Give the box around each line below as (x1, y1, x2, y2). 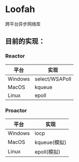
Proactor (5, 107, 27, 114)
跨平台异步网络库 (5, 21, 41, 27)
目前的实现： (5, 37, 45, 46)
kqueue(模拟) (34, 139, 67, 146)
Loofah (5, 4, 35, 15)
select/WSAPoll (34, 75, 71, 82)
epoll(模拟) (34, 148, 60, 155)
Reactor (5, 52, 25, 60)
